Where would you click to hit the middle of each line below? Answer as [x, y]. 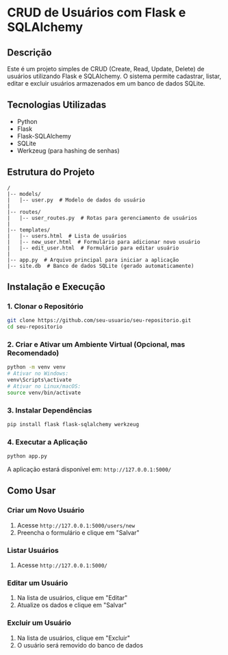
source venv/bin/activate [44, 393]
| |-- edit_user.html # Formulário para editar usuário [93, 248]
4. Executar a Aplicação [47, 442]
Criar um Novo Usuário [46, 510]
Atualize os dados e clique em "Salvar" [72, 605]
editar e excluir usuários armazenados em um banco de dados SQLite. [106, 83]
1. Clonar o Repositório [45, 306]
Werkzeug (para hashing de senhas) [68, 150]
